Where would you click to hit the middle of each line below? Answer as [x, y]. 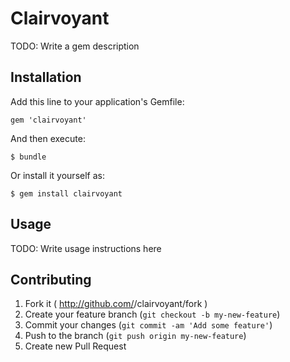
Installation [46, 77]
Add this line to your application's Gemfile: [97, 101]
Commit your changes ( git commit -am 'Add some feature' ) [148, 325]
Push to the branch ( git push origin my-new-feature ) [135, 336]
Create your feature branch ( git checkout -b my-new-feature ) [152, 314]
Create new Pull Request [75, 346]
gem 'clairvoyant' [48, 120]
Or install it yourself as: [57, 175]
